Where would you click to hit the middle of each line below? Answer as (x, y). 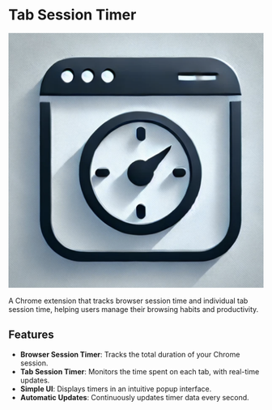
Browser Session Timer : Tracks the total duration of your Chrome (130, 354)
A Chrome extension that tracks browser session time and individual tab (128, 301)
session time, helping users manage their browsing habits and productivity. (134, 309)
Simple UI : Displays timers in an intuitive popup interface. (116, 389)
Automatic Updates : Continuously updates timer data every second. (134, 397)
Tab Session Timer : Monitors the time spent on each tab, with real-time (140, 371)
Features (31, 335)
